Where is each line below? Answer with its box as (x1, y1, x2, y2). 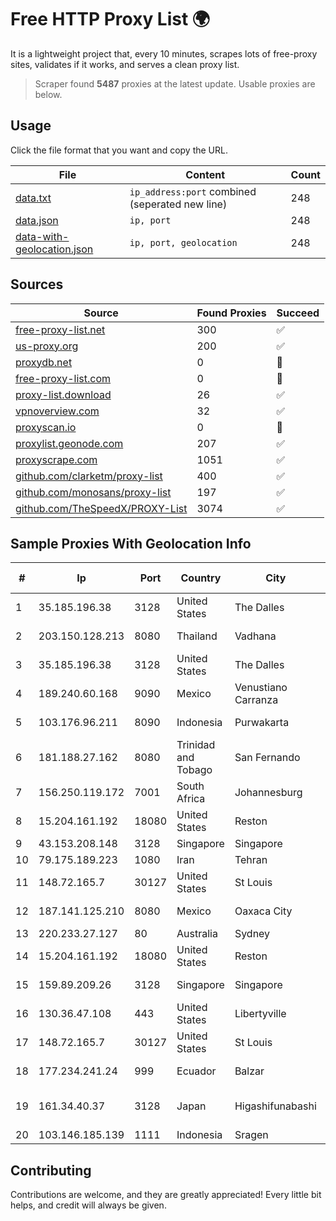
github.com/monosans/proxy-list (15, 485, 172, 499)
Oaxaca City (234, 904, 293, 918)
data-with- (15, 229, 70, 243)
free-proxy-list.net (15, 322, 106, 336)
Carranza (234, 693, 279, 707)
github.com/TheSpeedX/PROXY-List (15, 501, 188, 515)
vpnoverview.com (15, 404, 100, 418)
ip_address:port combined (129, 184, 257, 198)
